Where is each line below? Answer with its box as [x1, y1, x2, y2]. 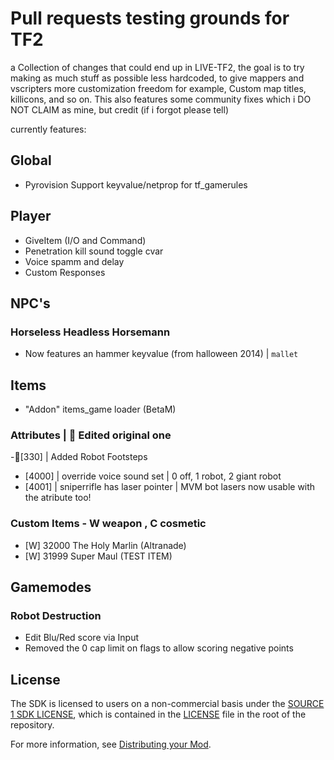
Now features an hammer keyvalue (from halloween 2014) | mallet [24, 348, 299, 360]
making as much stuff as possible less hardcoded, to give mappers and [10, 72, 305, 84]
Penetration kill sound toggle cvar [24, 245, 164, 257]
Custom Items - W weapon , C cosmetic [10, 517, 207, 531]
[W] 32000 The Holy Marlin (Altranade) [24, 539, 187, 551]
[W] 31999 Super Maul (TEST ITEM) [24, 550, 173, 562]
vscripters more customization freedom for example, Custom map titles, [10, 82, 307, 94]
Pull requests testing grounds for [10, 7, 290, 30]
